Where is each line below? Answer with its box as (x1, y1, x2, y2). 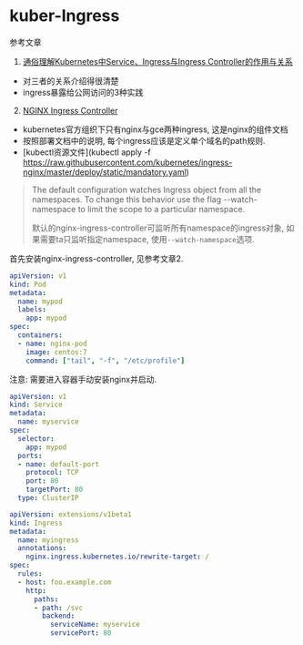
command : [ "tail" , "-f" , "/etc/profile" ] (25, 356, 185, 365)
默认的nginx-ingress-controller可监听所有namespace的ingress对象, (31, 222, 285, 233)
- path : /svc (33, 603, 84, 612)
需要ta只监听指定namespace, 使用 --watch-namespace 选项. (39, 233, 255, 244)
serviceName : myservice (49, 620, 141, 630)
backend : (42, 611, 76, 620)
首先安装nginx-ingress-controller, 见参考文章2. (9, 252, 184, 264)
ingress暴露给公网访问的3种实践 (22, 87, 144, 97)
